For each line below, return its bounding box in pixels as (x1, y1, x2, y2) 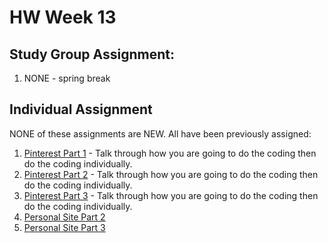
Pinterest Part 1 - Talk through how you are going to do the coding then (23, 147, 317, 159)
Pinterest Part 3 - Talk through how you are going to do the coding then (23, 189, 319, 201)
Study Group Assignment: (9, 46, 175, 63)
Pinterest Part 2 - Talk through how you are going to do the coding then (23, 168, 319, 180)
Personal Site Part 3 (23, 221, 106, 233)
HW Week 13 (9, 6, 117, 29)
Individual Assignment (9, 101, 153, 118)
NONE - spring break (23, 72, 111, 84)
